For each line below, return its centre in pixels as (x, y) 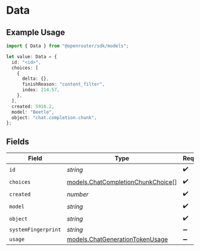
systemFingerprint (35, 230)
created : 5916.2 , (33, 106)
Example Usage (36, 32)
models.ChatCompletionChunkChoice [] (122, 182)
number (78, 194)
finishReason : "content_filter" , (63, 84)
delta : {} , (35, 79)
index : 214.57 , (41, 90)
